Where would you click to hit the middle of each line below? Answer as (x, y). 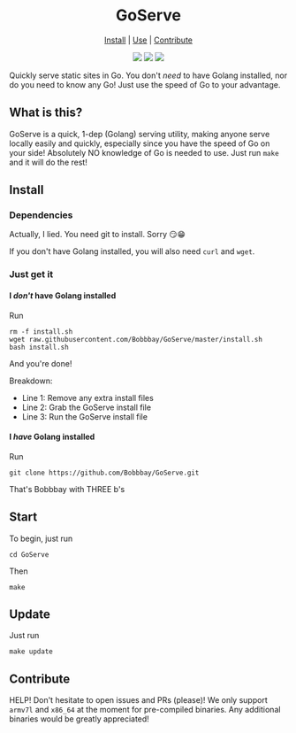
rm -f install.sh (41, 332)
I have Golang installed (52, 437)
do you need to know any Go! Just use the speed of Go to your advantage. (145, 84)
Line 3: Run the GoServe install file (85, 416)
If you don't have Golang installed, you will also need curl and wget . (132, 251)
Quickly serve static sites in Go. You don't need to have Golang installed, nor (148, 75)
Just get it (31, 274)
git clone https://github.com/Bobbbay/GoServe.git (104, 473)
